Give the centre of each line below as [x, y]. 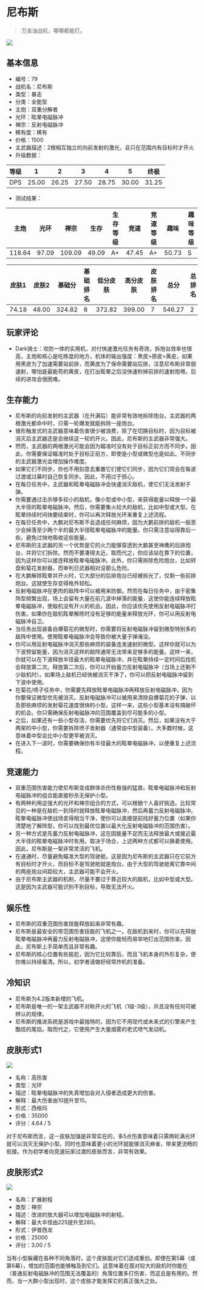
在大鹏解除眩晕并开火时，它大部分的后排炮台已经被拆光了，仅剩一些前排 [105, 576]
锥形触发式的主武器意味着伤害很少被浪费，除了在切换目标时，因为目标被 [105, 431]
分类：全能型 [31, 102]
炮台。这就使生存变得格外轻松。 [55, 583]
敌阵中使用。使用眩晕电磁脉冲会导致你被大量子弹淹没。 [84, 637]
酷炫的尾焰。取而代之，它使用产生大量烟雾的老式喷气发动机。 [92, 1029]
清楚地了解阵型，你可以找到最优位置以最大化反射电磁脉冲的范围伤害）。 [104, 826]
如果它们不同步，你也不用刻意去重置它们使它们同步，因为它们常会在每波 [105, 469]
